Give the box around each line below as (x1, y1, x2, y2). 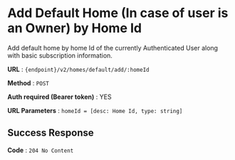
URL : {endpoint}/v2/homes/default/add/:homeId (7, 65, 150, 73)
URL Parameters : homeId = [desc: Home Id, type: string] (7, 106, 183, 114)
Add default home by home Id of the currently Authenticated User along (7, 43, 219, 52)
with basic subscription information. (7, 51, 113, 60)
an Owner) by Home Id (7, 20, 142, 36)
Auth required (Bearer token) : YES (7, 92, 112, 101)
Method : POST (7, 78, 50, 87)
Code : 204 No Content (7, 146, 74, 154)
